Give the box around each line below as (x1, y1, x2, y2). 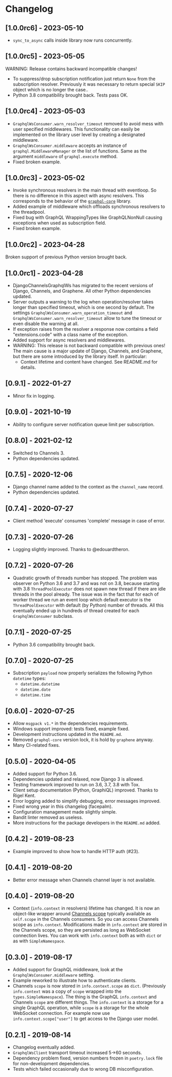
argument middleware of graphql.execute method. (12, 153, 118, 159)
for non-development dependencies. (12, 1061, 91, 1067)
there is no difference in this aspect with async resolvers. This (12, 193, 144, 199)
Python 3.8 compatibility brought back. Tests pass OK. (12, 92, 128, 98)
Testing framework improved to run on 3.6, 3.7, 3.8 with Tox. (12, 782, 140, 787)
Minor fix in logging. (12, 392, 55, 399)
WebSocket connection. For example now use (12, 1010, 110, 1016)
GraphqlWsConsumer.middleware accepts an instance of (12, 142, 127, 148)
